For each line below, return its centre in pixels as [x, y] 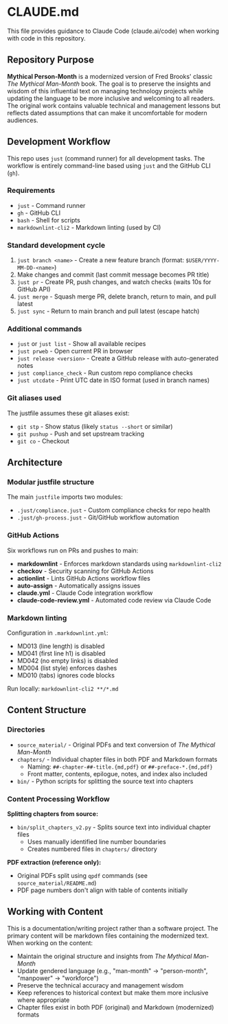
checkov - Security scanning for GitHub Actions [85, 571]
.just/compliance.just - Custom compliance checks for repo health [114, 510]
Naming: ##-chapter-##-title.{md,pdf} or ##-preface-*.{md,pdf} [120, 767]
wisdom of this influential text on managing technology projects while [105, 91]
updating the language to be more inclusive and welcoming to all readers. [111, 98]
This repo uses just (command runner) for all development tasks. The [106, 158]
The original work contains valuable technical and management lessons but [114, 105]
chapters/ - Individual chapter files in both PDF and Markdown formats [117, 759]
